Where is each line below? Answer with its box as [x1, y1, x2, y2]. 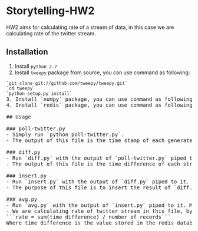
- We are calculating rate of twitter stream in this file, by [6, 207, 193, 214]
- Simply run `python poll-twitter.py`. [6, 131, 125, 138]
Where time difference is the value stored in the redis [6, 219, 174, 226]
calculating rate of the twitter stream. [6, 29, 96, 37]
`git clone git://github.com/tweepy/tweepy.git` [6, 80, 128, 86]
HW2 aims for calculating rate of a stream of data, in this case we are [6, 24, 174, 31]
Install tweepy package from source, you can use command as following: [14, 69, 190, 76]
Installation [6, 47, 48, 57]
